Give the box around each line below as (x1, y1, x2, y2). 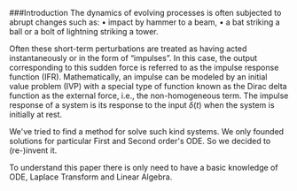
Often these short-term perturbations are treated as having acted (9, 43, 247, 54)
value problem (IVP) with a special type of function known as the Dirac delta (9, 81, 287, 91)
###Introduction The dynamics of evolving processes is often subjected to (9, 8, 282, 18)
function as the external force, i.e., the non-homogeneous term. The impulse (9, 90, 289, 101)
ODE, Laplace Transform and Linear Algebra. (9, 172, 173, 182)
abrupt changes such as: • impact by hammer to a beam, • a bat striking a (9, 17, 281, 27)
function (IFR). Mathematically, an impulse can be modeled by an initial (9, 72, 268, 82)
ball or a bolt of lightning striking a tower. (9, 27, 159, 36)
